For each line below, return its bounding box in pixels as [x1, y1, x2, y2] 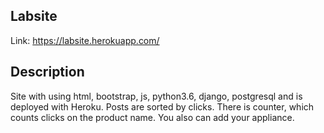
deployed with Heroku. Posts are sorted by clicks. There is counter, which [10, 100, 315, 113]
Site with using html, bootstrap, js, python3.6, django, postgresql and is [10, 90, 303, 102]
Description [10, 64, 85, 81]
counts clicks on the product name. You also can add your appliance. [10, 111, 295, 123]
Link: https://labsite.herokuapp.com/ [10, 34, 160, 46]
